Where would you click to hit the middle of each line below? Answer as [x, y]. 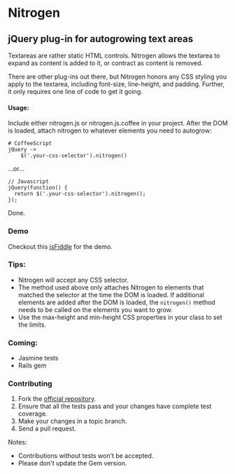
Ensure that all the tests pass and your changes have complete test [115, 406]
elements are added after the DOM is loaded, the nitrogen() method [116, 302]
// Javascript [29, 182]
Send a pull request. [47, 428]
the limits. [32, 325]
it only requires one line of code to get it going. [75, 92]
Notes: [17, 442]
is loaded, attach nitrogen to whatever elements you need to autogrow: [110, 130]
